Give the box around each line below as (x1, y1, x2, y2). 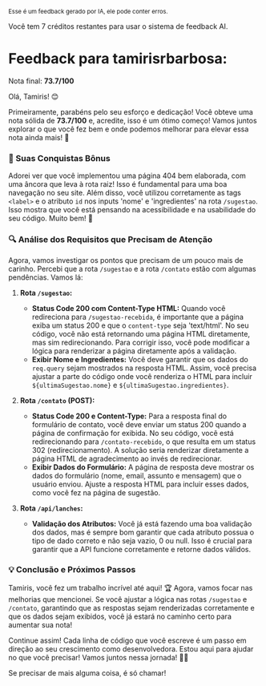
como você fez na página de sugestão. (31, 487, 161, 497)
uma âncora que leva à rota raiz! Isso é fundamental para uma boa (8, 180, 228, 189)
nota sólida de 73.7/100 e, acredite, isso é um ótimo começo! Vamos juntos (8, 115, 258, 125)
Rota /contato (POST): (19, 395, 95, 405)
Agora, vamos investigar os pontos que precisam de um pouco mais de (8, 255, 244, 264)
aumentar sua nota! (8, 619, 73, 629)
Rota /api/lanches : (19, 503, 83, 513)
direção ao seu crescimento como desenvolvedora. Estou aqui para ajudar (8, 644, 254, 653)
